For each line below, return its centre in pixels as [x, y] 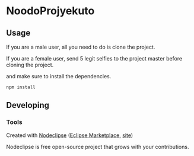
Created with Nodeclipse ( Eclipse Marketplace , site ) [70, 135]
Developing [28, 105]
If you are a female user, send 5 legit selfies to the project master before [94, 58]
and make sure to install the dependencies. [59, 76]
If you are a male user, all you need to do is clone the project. [81, 47]
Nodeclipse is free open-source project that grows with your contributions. [98, 147]
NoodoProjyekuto [50, 11]
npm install [21, 87]
